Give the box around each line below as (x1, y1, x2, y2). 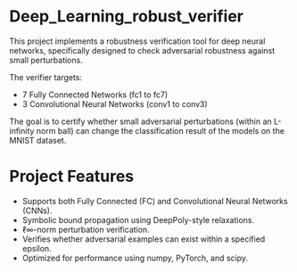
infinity (9, 125, 35, 136)
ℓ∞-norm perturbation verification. (21, 224, 150, 235)
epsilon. (21, 243, 52, 253)
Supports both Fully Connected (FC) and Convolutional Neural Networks (21, 195, 288, 206)
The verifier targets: (9, 71, 83, 82)
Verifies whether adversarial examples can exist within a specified (21, 234, 266, 244)
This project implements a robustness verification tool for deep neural (9, 36, 266, 46)
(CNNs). (21, 205, 53, 216)
